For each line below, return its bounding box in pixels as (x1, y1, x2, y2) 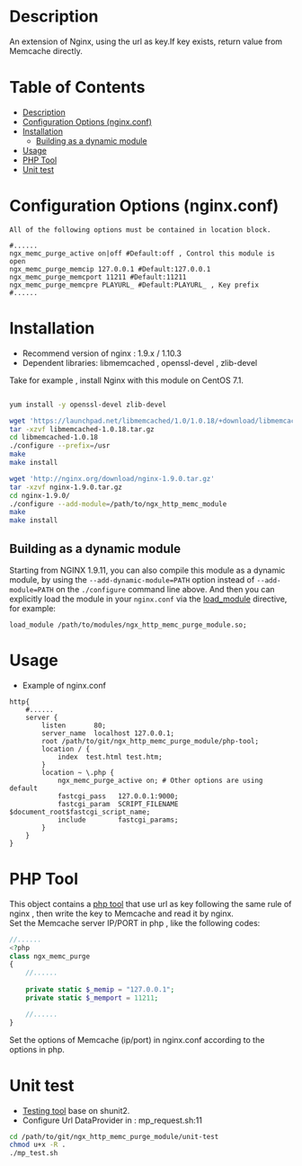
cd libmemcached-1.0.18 (9, 433, 99, 442)
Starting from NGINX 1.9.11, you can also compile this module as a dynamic (9, 565, 286, 575)
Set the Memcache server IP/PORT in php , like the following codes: (9, 917, 261, 928)
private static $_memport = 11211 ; (25, 993, 159, 1002)
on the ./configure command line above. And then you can (55, 583, 276, 594)
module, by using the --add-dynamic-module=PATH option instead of (9, 574, 255, 585)
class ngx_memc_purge (9, 951, 91, 961)
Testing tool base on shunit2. (22, 1105, 130, 1116)
